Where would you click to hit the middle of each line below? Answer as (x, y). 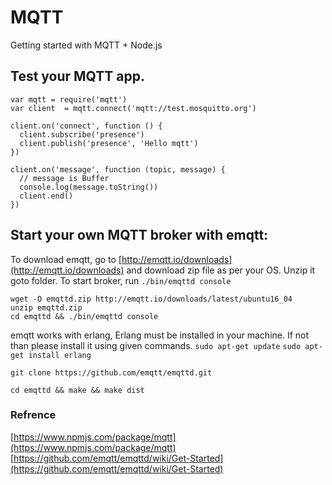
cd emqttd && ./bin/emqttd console (84, 316)
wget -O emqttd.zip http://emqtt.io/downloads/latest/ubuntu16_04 (151, 299)
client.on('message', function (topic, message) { (118, 169)
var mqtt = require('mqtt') (69, 99)
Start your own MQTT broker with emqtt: (139, 235)
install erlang (60, 355)
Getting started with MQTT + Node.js (86, 45)
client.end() (46, 196)
